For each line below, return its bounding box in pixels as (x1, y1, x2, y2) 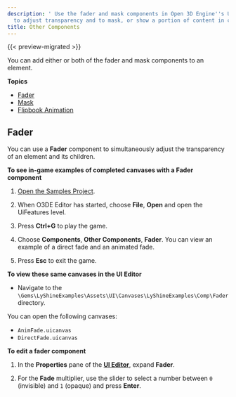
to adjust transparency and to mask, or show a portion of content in (13, 17, 225, 24)
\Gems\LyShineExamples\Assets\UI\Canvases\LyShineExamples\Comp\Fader (17, 292, 229, 299)
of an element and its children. (7, 152, 96, 161)
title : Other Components (7, 23, 80, 30)
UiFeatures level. (17, 208, 67, 216)
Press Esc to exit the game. (17, 256, 97, 265)
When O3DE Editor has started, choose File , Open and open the (17, 201, 203, 209)
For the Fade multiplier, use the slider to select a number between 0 (17, 374, 213, 383)
